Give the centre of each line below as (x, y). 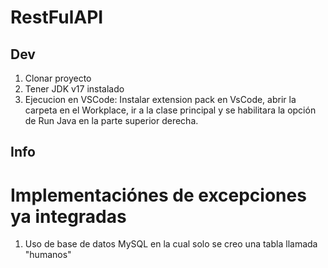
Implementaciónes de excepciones (158, 195)
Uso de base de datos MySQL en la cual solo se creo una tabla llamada (171, 244)
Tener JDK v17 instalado (74, 89)
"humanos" (48, 255)
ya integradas (68, 216)
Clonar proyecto (58, 78)
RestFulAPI (57, 17)
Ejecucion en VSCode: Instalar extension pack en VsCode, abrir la (160, 99)
